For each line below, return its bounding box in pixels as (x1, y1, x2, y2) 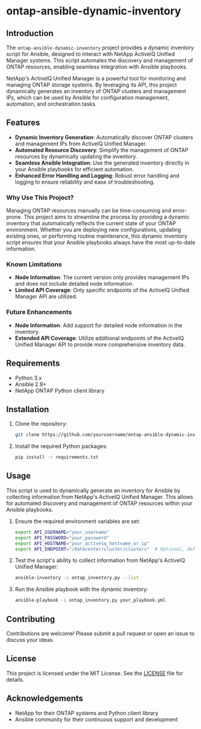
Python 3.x (14, 374, 42, 381)
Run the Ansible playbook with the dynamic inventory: (14, 585, 149, 593)
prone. (6, 213, 23, 220)
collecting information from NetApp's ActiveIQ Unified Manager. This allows (6, 493, 193, 500)
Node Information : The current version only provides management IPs (14, 274, 190, 281)
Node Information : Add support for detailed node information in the (14, 321, 182, 328)
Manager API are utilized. (14, 293, 78, 300)
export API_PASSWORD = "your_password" (14, 534, 110, 541)
